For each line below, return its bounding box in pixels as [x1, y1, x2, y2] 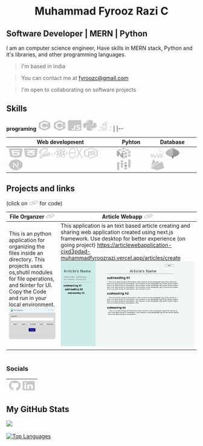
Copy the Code [8, 288, 47, 295]
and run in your [8, 294, 47, 301]
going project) [60, 241, 96, 248]
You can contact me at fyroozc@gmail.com [21, 75, 129, 81]
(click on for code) [6, 199, 63, 207]
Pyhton [121, 138, 141, 146]
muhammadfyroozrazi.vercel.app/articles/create [60, 254, 181, 261]
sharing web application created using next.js [60, 228, 173, 236]
